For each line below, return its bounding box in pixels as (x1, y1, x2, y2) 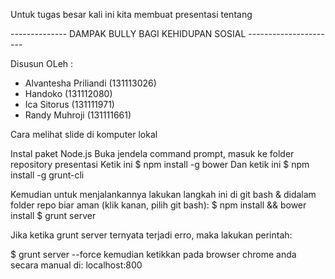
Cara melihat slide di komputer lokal (10, 129, 158, 140)
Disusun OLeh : (10, 58, 74, 69)
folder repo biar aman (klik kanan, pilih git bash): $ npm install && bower (10, 199, 307, 211)
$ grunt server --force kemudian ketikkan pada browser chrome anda (10, 249, 297, 260)
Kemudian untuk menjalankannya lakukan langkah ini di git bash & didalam (10, 189, 317, 200)
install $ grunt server (10, 210, 97, 221)
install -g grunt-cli (10, 169, 85, 181)
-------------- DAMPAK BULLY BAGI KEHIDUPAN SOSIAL (10, 28, 247, 39)
